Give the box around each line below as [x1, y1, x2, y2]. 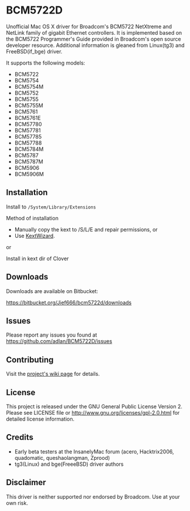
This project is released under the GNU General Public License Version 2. [6, 403, 183, 410]
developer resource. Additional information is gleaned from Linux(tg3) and [6, 42, 185, 49]
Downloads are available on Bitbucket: [6, 287, 98, 294]
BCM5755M [14, 102, 44, 109]
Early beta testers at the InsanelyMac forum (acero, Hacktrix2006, [14, 448, 174, 455]
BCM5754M [14, 83, 44, 90]
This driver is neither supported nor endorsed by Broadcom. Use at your [6, 493, 180, 500]
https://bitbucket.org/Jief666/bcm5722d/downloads [6, 299, 132, 306]
